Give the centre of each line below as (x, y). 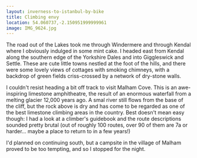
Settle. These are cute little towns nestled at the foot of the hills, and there (96, 64)
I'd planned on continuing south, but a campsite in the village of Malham (94, 143)
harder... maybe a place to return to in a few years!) (68, 131)
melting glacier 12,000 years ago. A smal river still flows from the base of (95, 100)
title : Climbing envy (33, 17)
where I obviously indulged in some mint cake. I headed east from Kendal (95, 51)
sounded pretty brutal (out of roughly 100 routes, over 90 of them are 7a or (97, 125)
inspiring (17, 94)
